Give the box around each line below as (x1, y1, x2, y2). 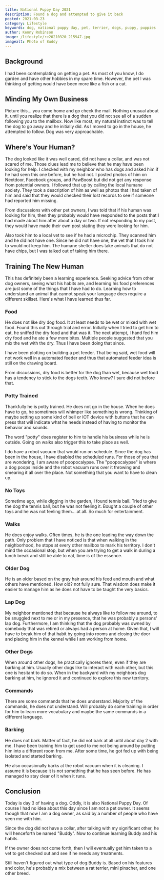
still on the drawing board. (5, 360, 58, 366)
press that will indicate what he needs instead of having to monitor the (5, 419, 146, 425)
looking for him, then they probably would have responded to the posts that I (5, 212, 159, 218)
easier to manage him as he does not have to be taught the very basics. (5, 587, 149, 593)
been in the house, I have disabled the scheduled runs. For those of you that (5, 454, 159, 460)
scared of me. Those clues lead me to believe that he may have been (5, 161, 144, 167)
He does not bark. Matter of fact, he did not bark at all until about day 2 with (5, 737, 158, 743)
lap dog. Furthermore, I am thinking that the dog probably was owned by (5, 620, 151, 626)
